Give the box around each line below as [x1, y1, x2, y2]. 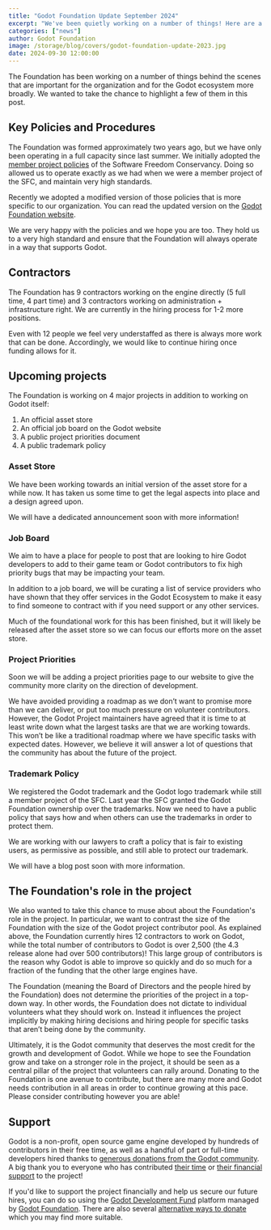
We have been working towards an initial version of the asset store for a [8, 479, 248, 489]
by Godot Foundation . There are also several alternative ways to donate [8, 1204, 247, 1214]
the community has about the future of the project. [8, 748, 177, 758]
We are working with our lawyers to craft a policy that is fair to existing [8, 836, 243, 846]
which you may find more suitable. [8, 1212, 124, 1222]
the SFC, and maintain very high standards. [8, 176, 153, 186]
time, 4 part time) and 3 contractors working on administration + [8, 296, 222, 306]
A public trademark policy [19, 441, 107, 450]
